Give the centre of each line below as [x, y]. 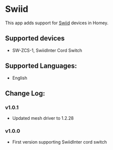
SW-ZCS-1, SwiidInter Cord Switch [47, 50]
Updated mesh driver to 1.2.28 [43, 118]
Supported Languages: [41, 66]
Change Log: [25, 93]
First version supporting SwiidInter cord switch [59, 142]
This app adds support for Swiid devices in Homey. [57, 23]
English [20, 78]
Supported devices [35, 38]
